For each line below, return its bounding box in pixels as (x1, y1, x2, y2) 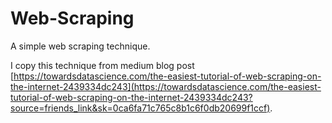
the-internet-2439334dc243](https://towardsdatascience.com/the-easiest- (10, 80, 322, 92)
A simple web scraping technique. (10, 40, 151, 52)
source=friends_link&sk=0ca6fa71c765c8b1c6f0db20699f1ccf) (10, 102, 271, 114)
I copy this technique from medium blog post (10, 59, 195, 71)
